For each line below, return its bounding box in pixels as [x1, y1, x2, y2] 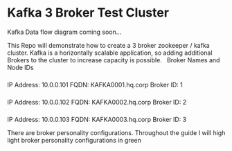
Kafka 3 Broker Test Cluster [7, 5, 170, 21]
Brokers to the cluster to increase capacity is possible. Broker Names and [7, 55, 220, 64]
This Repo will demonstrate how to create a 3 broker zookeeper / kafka [7, 41, 210, 49]
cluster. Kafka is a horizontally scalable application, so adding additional [7, 48, 213, 57]
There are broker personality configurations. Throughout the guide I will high [7, 128, 226, 136]
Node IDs [7, 63, 34, 71]
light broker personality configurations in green [7, 136, 142, 144]
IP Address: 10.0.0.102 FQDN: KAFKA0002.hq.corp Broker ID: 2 [7, 98, 187, 106]
